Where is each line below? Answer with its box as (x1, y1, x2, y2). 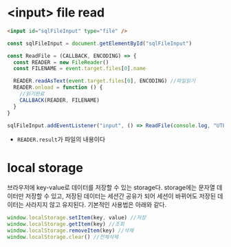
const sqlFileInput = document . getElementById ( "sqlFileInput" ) (7, 40, 192, 47)
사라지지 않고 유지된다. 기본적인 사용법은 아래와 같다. (25, 201, 167, 209)
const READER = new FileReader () (13, 58, 109, 66)
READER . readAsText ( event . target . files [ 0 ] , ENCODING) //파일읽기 (13, 78, 196, 85)
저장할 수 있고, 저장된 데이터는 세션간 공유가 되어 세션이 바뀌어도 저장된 (25, 192, 217, 200)
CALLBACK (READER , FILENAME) (19, 96, 100, 104)
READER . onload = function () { (13, 84, 103, 91)
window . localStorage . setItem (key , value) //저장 (7, 215, 146, 222)
